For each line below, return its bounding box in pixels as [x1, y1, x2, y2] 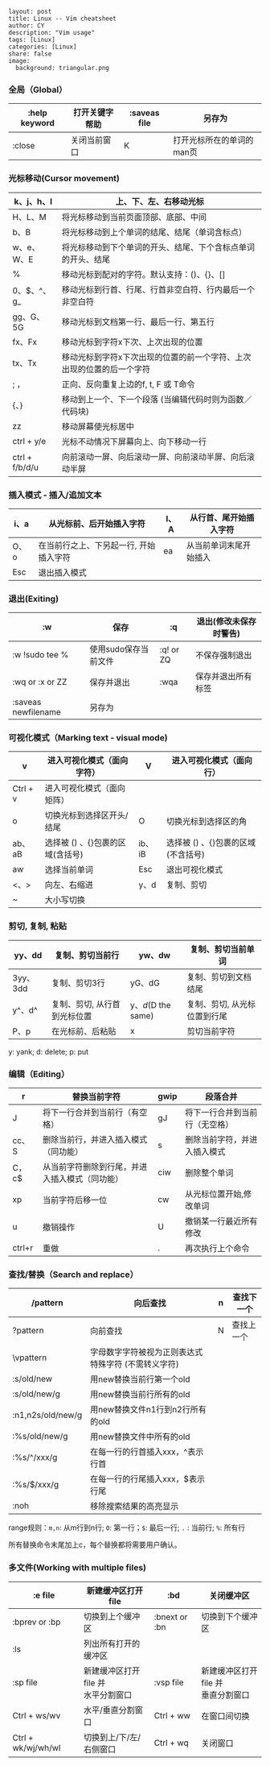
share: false [8, 50, 52, 58]
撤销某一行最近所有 [184, 1216, 258, 1227]
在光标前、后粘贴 [51, 1026, 117, 1037]
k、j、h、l [14, 196, 53, 207]
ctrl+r [12, 1242, 34, 1254]
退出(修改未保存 [196, 616, 257, 628]
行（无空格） [184, 1119, 234, 1130]
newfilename [12, 707, 62, 718]
